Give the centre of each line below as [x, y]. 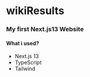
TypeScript [28, 62]
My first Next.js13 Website [45, 29]
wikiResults [35, 11]
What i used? [23, 43]
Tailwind [25, 69]
